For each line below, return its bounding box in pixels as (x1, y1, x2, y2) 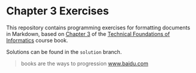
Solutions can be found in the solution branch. (6, 48, 122, 55)
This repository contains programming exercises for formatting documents (6, 24, 191, 31)
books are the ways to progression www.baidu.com (20, 60, 149, 67)
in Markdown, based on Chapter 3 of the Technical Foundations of (6, 30, 170, 37)
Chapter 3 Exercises (6, 4, 109, 18)
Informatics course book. (6, 36, 68, 44)
